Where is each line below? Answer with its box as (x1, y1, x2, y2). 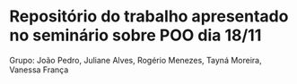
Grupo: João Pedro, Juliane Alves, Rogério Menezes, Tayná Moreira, (9, 55, 262, 65)
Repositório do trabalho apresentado (9, 6, 289, 27)
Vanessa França (9, 64, 69, 75)
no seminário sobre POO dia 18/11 (9, 25, 262, 46)
